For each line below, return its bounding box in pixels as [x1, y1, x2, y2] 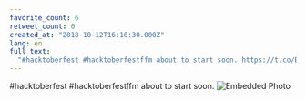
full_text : [9, 47, 51, 56]
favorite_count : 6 [9, 13, 79, 23]
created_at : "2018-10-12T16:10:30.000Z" [9, 30, 166, 39]
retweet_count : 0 [9, 22, 76, 31]
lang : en [9, 38, 43, 48]
